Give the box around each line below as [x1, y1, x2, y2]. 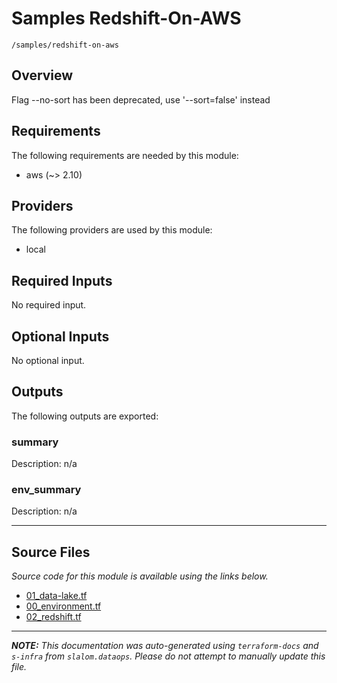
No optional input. [11, 355, 85, 366]
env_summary [11, 483, 82, 497]
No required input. [11, 299, 87, 311]
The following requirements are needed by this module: [11, 149, 239, 161]
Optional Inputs [11, 328, 110, 345]
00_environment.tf [25, 600, 102, 612]
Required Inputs [11, 272, 113, 289]
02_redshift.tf [25, 611, 82, 623]
